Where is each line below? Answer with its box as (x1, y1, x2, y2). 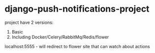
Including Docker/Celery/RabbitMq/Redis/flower (11, 34, 109, 40)
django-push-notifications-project (4, 3, 150, 15)
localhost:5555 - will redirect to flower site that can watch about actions (4, 43, 151, 49)
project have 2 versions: (4, 19, 54, 25)
